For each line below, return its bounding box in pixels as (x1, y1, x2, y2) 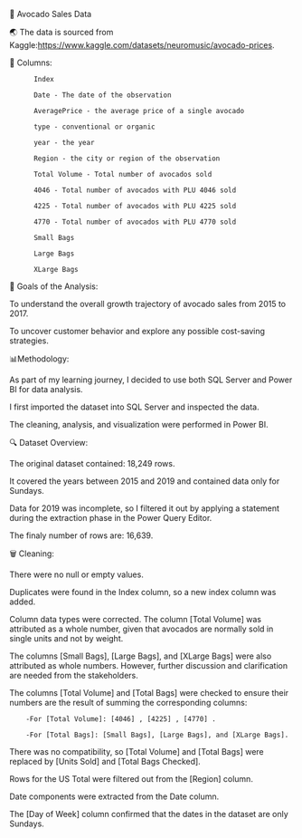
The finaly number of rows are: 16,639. (9, 530, 154, 541)
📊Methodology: (9, 353, 70, 364)
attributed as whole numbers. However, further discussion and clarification (9, 660, 288, 670)
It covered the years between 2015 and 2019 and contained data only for (9, 476, 280, 486)
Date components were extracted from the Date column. (9, 791, 220, 802)
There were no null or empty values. (9, 569, 145, 580)
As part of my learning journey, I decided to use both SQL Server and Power (9, 374, 293, 385)
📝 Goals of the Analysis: (9, 281, 99, 292)
